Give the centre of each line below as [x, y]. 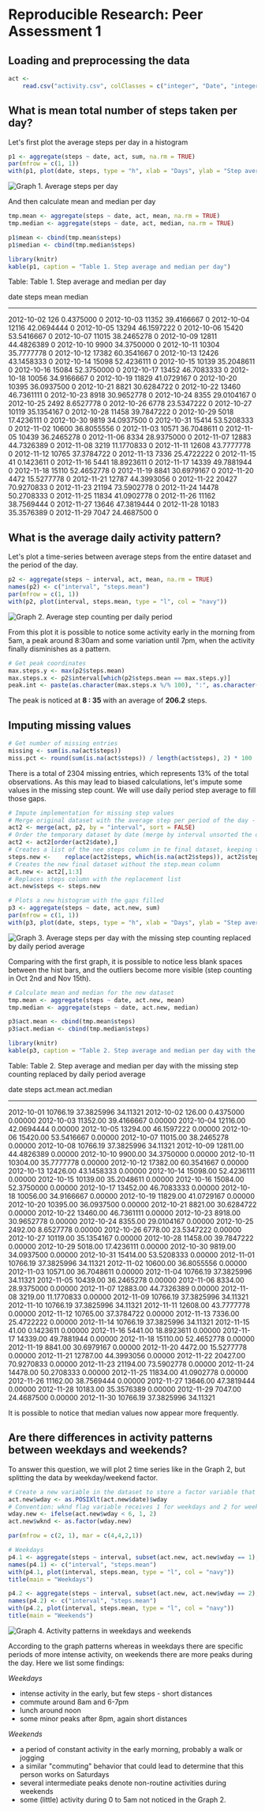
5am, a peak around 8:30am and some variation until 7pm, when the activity [131, 640]
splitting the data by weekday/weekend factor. [83, 1477]
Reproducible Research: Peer [106, 15]
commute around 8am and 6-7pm [74, 1701]
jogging [32, 1757]
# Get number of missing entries [63, 744]
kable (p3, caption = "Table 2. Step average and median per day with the [132, 1051]
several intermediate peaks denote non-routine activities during [123, 1783]
